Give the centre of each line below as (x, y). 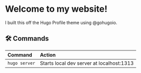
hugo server (22, 63)
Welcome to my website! (56, 9)
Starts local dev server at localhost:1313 (87, 63)
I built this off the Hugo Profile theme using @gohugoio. (61, 23)
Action (48, 55)
